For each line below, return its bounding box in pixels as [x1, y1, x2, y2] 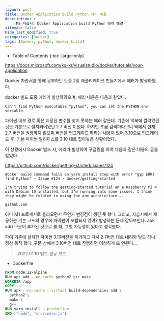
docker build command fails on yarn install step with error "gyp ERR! [5, 172, 155, 177]
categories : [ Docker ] [5, 35, 50, 40]
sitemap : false [5, 26, 36, 30]
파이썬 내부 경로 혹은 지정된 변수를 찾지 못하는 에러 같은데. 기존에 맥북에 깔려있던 [5, 117, 160, 123]
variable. [5, 108, 26, 113]
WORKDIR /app [5, 279, 32, 284]
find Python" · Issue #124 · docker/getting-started [5, 176, 115, 181]
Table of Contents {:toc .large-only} [12, 53, 84, 58]
